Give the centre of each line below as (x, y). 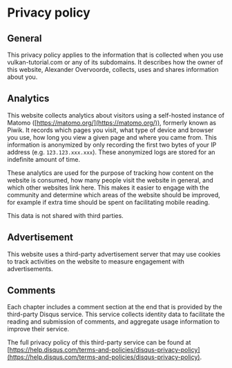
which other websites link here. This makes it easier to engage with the (108, 187)
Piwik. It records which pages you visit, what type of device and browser (110, 130)
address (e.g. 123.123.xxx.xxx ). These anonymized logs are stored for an (111, 152)
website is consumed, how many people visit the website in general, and (110, 180)
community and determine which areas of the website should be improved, (114, 194)
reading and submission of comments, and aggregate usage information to (113, 322)
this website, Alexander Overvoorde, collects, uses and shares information (113, 70)
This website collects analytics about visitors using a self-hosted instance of (116, 115)
